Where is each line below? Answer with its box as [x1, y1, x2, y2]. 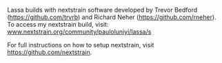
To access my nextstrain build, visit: [7, 21, 109, 28]
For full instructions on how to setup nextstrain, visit [7, 41, 154, 49]
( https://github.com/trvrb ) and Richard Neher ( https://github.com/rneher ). [7, 13, 216, 21]
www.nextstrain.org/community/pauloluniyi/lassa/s [7, 27, 152, 36]
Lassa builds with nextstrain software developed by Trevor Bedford [7, 6, 198, 14]
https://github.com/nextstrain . [7, 48, 92, 56]
